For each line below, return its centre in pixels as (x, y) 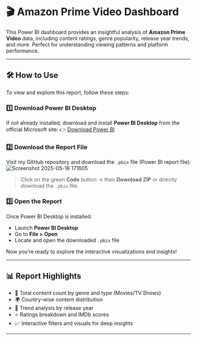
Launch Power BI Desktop (46, 228)
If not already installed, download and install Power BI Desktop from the (93, 123)
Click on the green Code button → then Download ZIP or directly (99, 180)
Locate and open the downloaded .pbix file (67, 240)
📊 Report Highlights (44, 276)
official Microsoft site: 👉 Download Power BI (60, 129)
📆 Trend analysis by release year (54, 308)
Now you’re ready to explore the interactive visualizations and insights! (91, 251)
